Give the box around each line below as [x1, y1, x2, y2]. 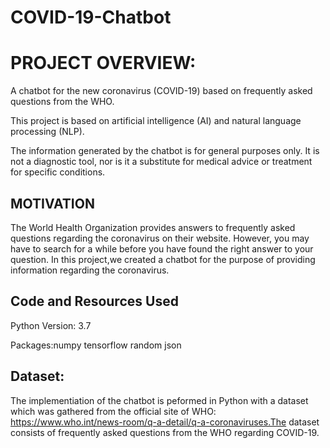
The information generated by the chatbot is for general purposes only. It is [10, 145, 320, 157]
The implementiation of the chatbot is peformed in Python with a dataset [10, 394, 309, 406]
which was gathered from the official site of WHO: [10, 405, 217, 417]
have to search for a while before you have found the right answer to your [10, 242, 314, 255]
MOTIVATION [10, 195, 95, 212]
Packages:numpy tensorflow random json [10, 339, 182, 351]
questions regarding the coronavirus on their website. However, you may [10, 232, 310, 244]
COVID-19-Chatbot [10, 6, 172, 29]
